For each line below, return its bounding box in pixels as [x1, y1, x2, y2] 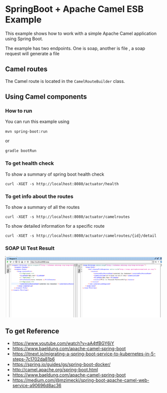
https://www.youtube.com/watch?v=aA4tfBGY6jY [12, 340, 114, 346]
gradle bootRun [5, 148, 37, 153]
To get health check [5, 160, 54, 167]
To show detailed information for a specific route [5, 223, 105, 229]
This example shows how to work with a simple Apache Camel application [5, 30, 157, 36]
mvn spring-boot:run [5, 129, 48, 134]
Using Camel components [5, 93, 87, 101]
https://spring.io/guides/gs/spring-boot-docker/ [12, 361, 111, 367]
